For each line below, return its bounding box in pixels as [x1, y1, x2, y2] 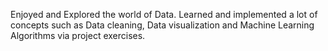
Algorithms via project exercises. [10, 30, 146, 41]
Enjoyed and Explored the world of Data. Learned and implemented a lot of [10, 9, 318, 20]
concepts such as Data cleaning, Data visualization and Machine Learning [10, 19, 315, 31]
